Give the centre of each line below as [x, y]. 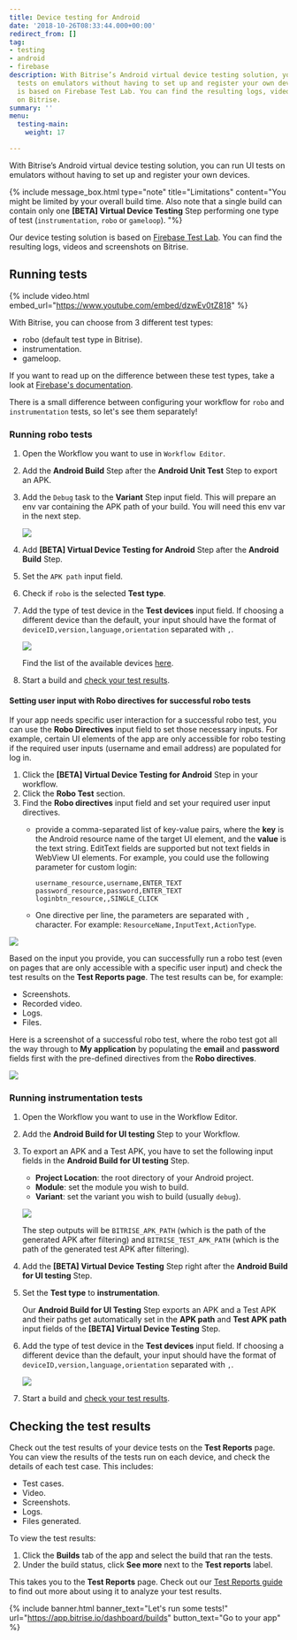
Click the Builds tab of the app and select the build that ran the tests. [147, 1556]
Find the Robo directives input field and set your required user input [146, 803]
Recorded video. [52, 1004]
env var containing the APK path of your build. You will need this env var [153, 506]
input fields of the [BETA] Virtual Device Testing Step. [121, 1329]
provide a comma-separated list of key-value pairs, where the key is [160, 830]
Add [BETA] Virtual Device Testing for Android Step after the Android [150, 549]
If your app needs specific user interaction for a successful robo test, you [143, 720]
